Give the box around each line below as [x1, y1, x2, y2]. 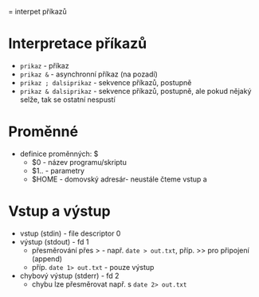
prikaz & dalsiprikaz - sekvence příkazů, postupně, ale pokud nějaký [19, 86, 252, 96]
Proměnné [8, 123, 78, 141]
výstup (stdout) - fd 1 [19, 236, 89, 246]
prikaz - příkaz [19, 61, 69, 70]
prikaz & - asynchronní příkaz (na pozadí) [19, 69, 158, 79]
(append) [31, 254, 62, 264]
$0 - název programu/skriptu [31, 157, 128, 166]
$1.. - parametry [31, 166, 85, 175]
